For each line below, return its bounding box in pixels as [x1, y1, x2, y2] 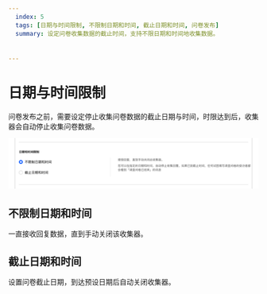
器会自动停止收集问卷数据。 [8, 122, 99, 131]
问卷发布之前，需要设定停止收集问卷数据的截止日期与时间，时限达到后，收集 [8, 112, 259, 122]
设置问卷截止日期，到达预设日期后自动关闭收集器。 [8, 277, 176, 287]
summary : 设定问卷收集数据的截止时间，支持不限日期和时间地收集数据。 [15, 29, 219, 37]
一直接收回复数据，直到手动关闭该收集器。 [8, 229, 148, 238]
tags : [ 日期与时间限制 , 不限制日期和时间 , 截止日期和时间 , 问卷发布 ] [15, 21, 219, 29]
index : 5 [15, 13, 44, 21]
